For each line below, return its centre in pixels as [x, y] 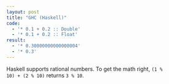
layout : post [23, 12]
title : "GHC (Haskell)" [37, 18]
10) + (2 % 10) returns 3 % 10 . [45, 75]
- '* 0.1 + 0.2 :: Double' [46, 29]
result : [16, 40]
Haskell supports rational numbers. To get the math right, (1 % [85, 69]
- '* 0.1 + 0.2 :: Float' [45, 35]
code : [13, 23]
